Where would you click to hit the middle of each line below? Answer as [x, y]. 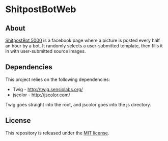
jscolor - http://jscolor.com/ [41, 95]
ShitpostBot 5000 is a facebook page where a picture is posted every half [83, 40]
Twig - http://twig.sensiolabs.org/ [48, 89]
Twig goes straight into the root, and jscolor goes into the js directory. [78, 104]
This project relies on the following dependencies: [58, 79]
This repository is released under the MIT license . [57, 133]
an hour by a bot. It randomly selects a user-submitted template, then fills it [84, 46]
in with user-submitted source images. [46, 51]
